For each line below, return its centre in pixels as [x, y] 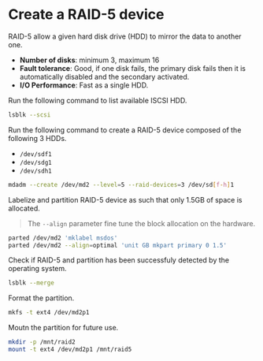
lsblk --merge [31, 283]
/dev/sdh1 [36, 171]
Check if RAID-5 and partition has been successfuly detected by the [119, 260]
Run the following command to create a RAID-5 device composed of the [125, 130]
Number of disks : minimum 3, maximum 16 [89, 60]
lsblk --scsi [30, 115]
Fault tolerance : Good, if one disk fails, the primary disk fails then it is [133, 68]
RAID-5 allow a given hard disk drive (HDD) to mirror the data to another [125, 36]
